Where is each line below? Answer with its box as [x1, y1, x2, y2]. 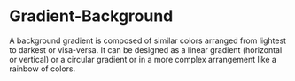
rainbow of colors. [9, 63, 76, 74]
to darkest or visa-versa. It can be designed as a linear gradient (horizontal [9, 44, 283, 55]
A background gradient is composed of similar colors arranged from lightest [9, 35, 286, 46]
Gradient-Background [9, 6, 174, 26]
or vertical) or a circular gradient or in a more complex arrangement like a [9, 54, 277, 64]
